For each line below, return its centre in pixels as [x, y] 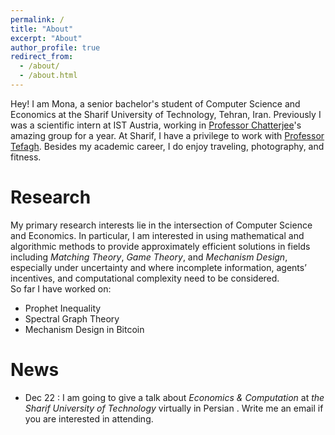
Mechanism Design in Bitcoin [84, 329]
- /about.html [48, 76]
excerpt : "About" [46, 38]
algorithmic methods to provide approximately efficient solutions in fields [160, 246]
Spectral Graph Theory [72, 318]
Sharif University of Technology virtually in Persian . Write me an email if [174, 408]
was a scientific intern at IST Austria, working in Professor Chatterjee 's [156, 125]
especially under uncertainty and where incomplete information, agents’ [158, 267]
